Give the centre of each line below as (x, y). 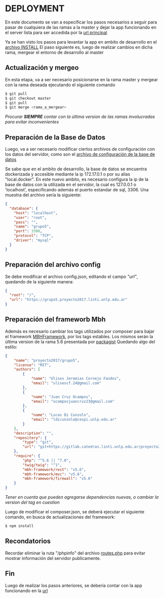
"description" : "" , (34, 433)
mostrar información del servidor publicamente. (53, 558)
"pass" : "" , (26, 222)
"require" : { (27, 456)
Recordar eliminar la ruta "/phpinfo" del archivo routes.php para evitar (75, 553)
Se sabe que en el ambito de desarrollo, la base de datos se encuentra (76, 169)
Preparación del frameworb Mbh (55, 319)
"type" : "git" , (38, 442)
